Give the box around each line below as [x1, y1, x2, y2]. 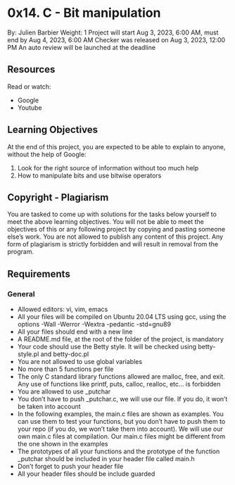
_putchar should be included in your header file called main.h [17, 455, 195, 463]
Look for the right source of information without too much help [17, 163, 199, 172]
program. [7, 248, 34, 256]
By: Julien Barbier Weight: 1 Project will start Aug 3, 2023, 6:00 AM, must [7, 28, 219, 37]
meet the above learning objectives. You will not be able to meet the [7, 218, 204, 226]
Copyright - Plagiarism [7, 191, 109, 203]
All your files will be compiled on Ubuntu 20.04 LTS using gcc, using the [17, 313, 227, 321]
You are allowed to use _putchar [17, 387, 111, 396]
